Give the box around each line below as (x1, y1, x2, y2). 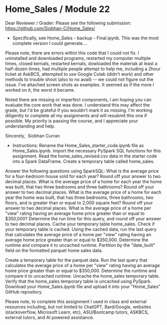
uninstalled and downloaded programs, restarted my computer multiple (5, 55, 151, 61)
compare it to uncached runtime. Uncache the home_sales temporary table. (5, 273, 160, 279)
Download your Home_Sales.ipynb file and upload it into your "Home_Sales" (5, 283, 161, 290)
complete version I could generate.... (12, 40, 88, 46)
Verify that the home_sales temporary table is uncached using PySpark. (5, 278, 152, 284)
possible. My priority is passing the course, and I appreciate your (5, 118, 138, 124)
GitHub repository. (5, 289, 43, 295)
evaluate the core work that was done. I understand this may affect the (5, 102, 150, 108)
